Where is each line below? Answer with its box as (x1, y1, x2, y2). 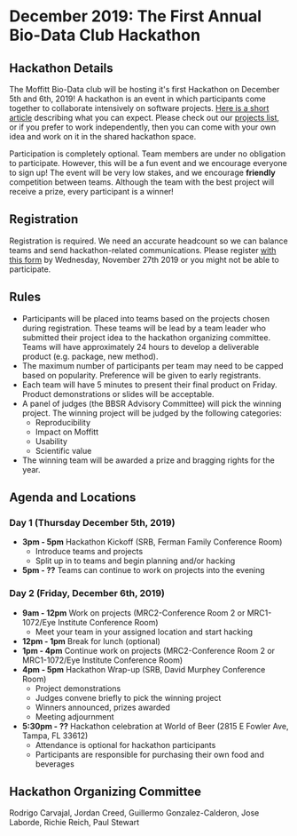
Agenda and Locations (9, 490, 137, 506)
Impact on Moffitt (35, 426, 99, 437)
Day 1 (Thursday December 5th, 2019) (9, 516, 176, 529)
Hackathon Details (9, 60, 113, 76)
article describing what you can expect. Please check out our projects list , (9, 113, 280, 123)
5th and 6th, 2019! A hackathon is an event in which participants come (9, 93, 266, 104)
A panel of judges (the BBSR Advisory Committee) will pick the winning (21, 398, 282, 409)
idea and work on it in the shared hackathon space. (9, 131, 197, 141)
